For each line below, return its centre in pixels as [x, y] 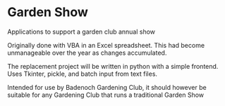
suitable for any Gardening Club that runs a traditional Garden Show [106, 95]
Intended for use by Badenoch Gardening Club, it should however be [107, 87]
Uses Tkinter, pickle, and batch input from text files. [82, 74]
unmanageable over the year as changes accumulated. [87, 53]
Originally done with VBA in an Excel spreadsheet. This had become [106, 45]
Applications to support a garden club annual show [81, 32]
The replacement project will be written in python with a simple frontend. [113, 66]
